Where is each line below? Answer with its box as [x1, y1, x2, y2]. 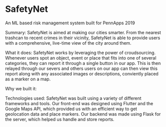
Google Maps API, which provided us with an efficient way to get [5, 106, 137, 112]
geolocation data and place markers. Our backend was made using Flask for [5, 111, 161, 117]
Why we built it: [5, 85, 37, 91]
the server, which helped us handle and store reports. [5, 116, 115, 122]
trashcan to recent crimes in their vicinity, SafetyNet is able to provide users [5, 35, 161, 41]
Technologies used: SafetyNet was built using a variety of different [5, 95, 142, 101]
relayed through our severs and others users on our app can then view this [5, 65, 158, 71]
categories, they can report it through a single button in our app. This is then [5, 60, 161, 66]
